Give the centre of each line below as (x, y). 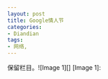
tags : (15, 40)
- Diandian (23, 34)
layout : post (26, 14)
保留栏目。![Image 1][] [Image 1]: (54, 67)
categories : (25, 27)
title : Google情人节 (36, 20)
